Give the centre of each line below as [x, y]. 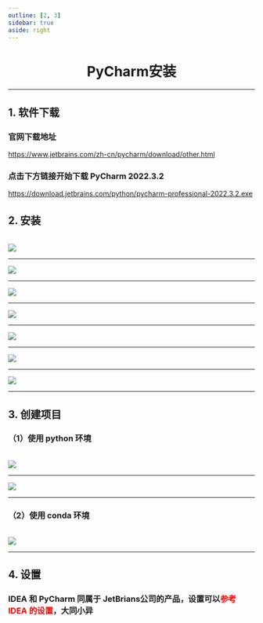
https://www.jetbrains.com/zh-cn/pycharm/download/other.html [112, 154]
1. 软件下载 [34, 112]
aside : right [29, 30]
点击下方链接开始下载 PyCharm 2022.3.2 [86, 176]
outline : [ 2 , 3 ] [34, 15]
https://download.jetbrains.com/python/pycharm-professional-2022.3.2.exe [130, 194]
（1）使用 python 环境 [50, 438]
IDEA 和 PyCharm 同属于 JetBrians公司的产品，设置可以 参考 [122, 599]
